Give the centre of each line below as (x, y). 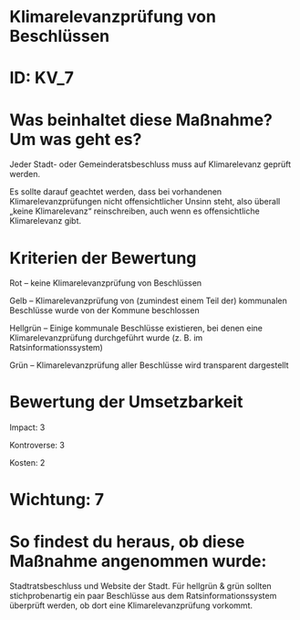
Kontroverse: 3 (37, 446)
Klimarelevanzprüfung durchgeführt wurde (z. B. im (106, 338)
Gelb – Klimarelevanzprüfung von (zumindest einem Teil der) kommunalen (148, 301)
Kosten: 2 (27, 463)
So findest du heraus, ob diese (127, 541)
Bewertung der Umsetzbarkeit (126, 402)
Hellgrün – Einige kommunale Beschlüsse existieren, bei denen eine (136, 328)
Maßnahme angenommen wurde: (138, 561)
